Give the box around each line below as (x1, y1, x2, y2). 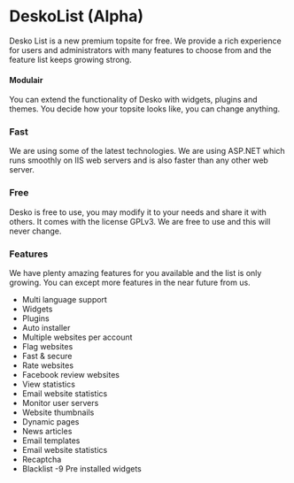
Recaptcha (21, 454, 62, 465)
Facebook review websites (21, 370, 120, 380)
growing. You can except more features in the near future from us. (9, 277, 251, 288)
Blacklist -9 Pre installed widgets (21, 464, 142, 474)
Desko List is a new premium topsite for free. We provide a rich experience (9, 35, 282, 46)
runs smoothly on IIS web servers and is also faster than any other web (9, 155, 268, 165)
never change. (9, 226, 62, 236)
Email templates (21, 435, 81, 446)
